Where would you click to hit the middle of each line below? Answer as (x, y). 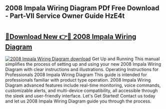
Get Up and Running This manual (126, 59)
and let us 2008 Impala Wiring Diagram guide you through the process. (78, 101)
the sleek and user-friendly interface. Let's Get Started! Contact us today (80, 96)
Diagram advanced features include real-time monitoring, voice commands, (83, 85)
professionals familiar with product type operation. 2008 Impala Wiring (78, 80)
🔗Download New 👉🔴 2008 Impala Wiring (71, 37)
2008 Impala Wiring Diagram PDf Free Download (82, 8)
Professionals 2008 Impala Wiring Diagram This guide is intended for (76, 75)
